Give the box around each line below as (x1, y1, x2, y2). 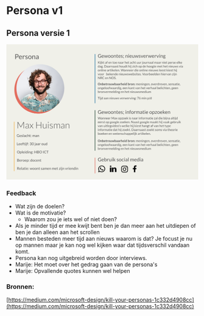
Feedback (6, 189, 37, 197)
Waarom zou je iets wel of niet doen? (24, 216, 118, 223)
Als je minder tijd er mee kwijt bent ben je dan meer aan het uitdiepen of (15, 222, 196, 230)
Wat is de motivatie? (15, 209, 66, 216)
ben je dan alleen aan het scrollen (15, 228, 100, 236)
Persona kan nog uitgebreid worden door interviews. (15, 255, 147, 262)
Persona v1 (6, 4, 63, 18)
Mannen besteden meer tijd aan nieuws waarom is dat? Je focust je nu (15, 235, 193, 242)
